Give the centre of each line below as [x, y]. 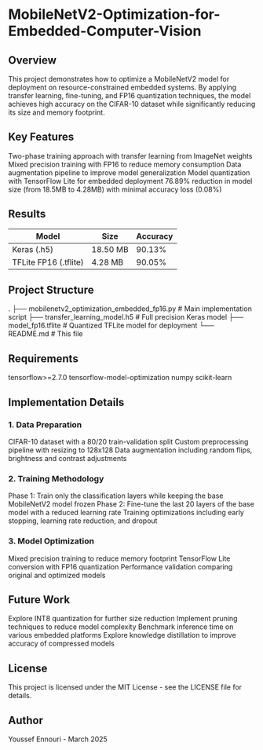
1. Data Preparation [45, 424]
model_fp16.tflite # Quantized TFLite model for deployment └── [111, 326]
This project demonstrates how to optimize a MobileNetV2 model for [119, 79]
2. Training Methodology [56, 478]
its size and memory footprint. [57, 112]
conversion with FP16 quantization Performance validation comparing [121, 566]
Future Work [39, 600]
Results [27, 214]
